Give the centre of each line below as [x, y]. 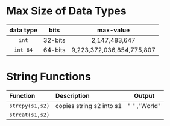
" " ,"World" [144, 106]
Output [144, 95]
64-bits [54, 50]
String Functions [49, 77]
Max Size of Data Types [66, 11]
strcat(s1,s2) [30, 115]
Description [72, 95]
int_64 [24, 50]
